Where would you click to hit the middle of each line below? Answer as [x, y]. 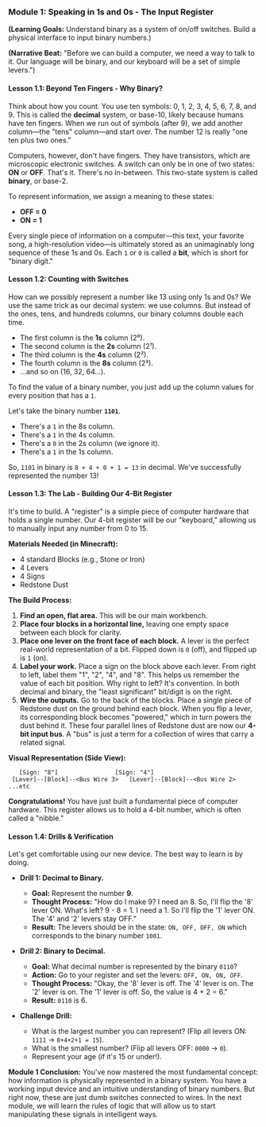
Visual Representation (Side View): [67, 757]
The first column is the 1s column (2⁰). [82, 338]
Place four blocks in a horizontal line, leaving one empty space [124, 624]
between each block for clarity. [70, 632]
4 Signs [32, 576]
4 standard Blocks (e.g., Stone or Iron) [82, 559]
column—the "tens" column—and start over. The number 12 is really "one [128, 131]
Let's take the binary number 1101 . [64, 411]
